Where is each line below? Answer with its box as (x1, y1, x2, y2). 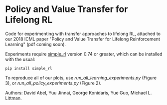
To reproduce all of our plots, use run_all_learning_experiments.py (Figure (5, 74, 157, 80)
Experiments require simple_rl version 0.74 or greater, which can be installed (5, 51, 163, 57)
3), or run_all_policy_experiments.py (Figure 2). (5, 80, 102, 86)
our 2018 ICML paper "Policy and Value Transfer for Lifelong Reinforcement (5, 36, 161, 42)
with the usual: (5, 56, 35, 62)
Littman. (5, 95, 22, 101)
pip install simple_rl (5, 66, 52, 71)
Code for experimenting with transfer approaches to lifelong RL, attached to (5, 30, 161, 36)
